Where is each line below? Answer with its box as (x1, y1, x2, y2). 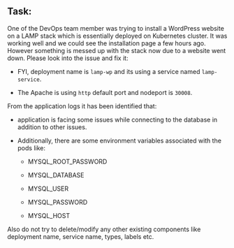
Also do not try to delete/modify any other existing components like (7, 225, 201, 233)
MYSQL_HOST (27, 211, 71, 219)
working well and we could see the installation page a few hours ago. (7, 38, 206, 48)
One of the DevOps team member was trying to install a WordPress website (7, 24, 225, 32)
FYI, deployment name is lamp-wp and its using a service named (17, 67, 200, 75)
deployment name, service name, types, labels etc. (7, 232, 154, 240)
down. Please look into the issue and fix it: (7, 54, 129, 62)
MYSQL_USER (27, 184, 69, 193)
